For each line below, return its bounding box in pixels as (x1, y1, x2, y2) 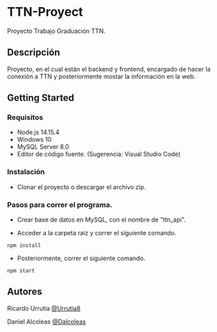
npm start (7, 268, 36, 274)
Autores (7, 286, 42, 298)
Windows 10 (16, 135, 52, 144)
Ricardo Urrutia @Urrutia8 (7, 304, 81, 312)
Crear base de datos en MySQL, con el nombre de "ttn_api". (16, 215, 186, 224)
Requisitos (7, 112, 43, 122)
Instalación (7, 167, 45, 177)
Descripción (7, 47, 60, 58)
